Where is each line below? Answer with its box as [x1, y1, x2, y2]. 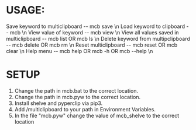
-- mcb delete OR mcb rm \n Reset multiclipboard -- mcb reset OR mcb [6, 41, 178, 48]
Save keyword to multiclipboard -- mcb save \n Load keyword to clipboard [6, 23, 185, 30]
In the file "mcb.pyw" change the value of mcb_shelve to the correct [14, 112, 180, 119]
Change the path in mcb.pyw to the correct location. [14, 93, 141, 100]
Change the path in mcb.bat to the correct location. [14, 87, 139, 94]
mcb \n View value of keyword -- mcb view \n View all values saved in [9, 29, 180, 36]
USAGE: [6, 3, 45, 17]
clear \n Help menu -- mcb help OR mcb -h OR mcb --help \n [6, 47, 153, 54]
